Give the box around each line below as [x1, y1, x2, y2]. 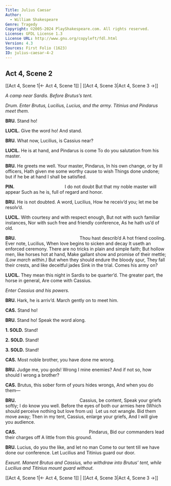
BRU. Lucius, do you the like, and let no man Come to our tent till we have [5, 444, 160, 450]
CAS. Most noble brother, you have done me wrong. [5, 357, 115, 363]
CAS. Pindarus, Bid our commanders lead [5, 429, 164, 435]
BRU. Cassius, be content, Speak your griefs [5, 397, 162, 404]
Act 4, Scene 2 [5, 69, 53, 78]
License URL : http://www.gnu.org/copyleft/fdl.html [5, 36, 117, 41]
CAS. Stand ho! [5, 307, 38, 313]
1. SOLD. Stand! [5, 327, 38, 333]
